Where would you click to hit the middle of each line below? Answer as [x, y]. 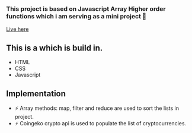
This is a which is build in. [55, 48]
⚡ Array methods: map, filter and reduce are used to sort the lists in [97, 108]
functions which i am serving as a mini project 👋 [76, 16]
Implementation [36, 94]
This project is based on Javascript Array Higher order [86, 9]
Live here [17, 29]
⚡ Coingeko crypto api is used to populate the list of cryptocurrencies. [100, 123]
